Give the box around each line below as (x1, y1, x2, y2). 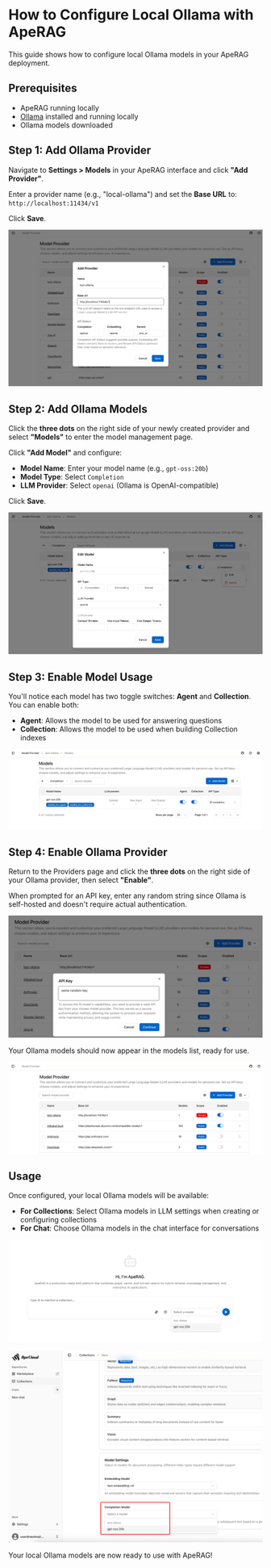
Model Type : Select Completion (19, 472, 124, 481)
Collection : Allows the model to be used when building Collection (19, 724, 238, 734)
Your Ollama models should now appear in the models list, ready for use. (8, 1046, 250, 1055)
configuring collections (19, 1215, 97, 1225)
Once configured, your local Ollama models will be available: (8, 1191, 210, 1201)
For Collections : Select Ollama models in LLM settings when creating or (19, 1206, 260, 1216)
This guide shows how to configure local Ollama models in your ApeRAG (8, 49, 249, 59)
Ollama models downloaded (19, 119, 113, 130)
